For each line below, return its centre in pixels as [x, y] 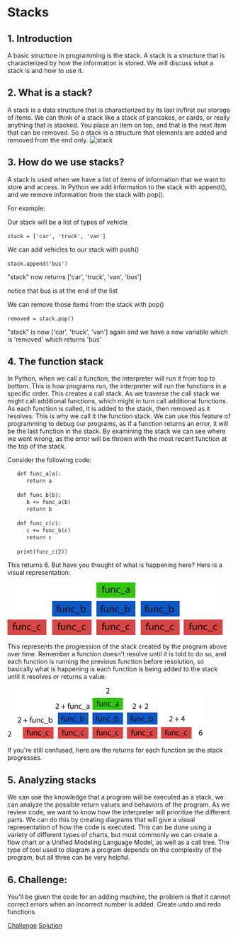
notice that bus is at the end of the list [63, 291]
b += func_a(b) [49, 503]
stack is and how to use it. [45, 71]
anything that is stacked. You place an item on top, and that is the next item [117, 125]
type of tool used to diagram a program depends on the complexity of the [114, 850]
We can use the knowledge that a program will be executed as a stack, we [116, 797]
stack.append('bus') [38, 264]
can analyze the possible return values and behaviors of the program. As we [119, 804]
